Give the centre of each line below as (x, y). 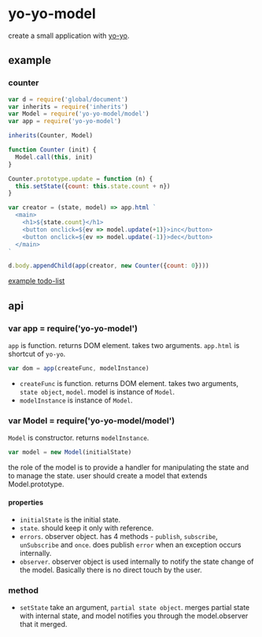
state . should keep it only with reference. (87, 528)
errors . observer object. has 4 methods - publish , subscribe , (118, 537)
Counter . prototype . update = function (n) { (81, 178)
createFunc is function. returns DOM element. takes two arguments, (129, 383)
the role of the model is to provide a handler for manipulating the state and (129, 467)
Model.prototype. (36, 484)
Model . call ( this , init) (54, 157)
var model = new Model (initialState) (70, 452)
